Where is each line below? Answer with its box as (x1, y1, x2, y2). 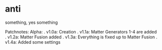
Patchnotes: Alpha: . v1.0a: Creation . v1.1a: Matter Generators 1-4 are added (5, 29, 157, 34)
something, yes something (5, 19, 58, 25)
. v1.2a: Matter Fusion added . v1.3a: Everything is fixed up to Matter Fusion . (5, 34, 158, 40)
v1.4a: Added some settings (5, 39, 61, 45)
